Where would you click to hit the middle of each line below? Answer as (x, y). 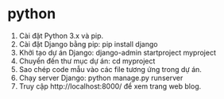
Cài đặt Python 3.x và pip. (61, 36)
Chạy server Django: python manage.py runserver (101, 78)
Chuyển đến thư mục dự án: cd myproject (87, 61)
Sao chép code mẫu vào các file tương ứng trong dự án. (110, 69)
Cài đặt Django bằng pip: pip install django (88, 44)
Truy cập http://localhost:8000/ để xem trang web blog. (110, 86)
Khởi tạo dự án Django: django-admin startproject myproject (117, 52)
